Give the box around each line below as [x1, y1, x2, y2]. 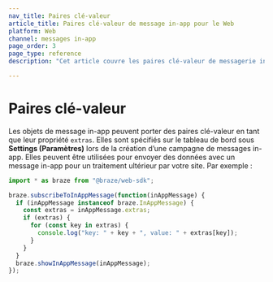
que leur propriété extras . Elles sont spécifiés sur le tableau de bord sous [8, 135, 254, 145]
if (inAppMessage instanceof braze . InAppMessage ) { [15, 198, 195, 207]
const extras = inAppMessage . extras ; [23, 206, 151, 215]
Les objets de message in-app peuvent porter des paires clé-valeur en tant [8, 126, 260, 136]
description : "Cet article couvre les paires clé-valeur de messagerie [8, 58, 256, 66]
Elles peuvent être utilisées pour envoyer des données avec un [24, 152, 236, 162]
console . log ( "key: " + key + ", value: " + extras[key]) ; [37, 229, 238, 237]
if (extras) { [23, 214, 71, 222]
